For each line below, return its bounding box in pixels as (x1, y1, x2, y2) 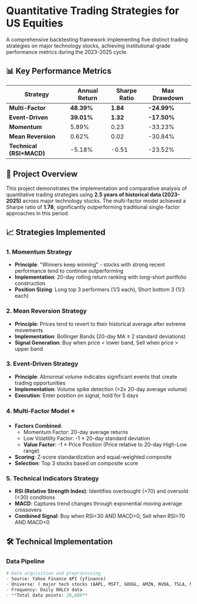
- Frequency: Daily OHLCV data (6, 586, 83, 593)
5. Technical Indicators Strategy (6, 474, 99, 483)
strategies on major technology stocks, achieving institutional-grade (6, 42, 171, 49)
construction (14, 280, 46, 287)
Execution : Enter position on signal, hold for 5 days (14, 392, 139, 399)
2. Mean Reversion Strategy (6, 307, 87, 315)
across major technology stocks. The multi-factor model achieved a (22, 197, 186, 204)
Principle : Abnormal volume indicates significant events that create (14, 373, 178, 380)
